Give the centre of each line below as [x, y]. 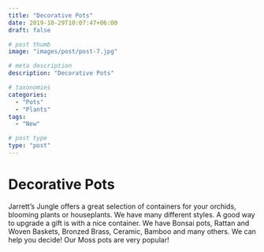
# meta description [40, 66]
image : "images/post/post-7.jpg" [63, 52]
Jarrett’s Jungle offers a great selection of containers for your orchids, [122, 206]
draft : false [30, 30]
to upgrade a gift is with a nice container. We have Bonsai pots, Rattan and [129, 223]
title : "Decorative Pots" [50, 15]
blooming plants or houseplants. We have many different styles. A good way [132, 214]
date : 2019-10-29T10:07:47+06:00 [63, 23]
